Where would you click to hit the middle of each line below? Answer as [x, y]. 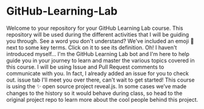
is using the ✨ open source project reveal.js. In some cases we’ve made [97, 86]
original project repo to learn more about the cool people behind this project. [102, 99]
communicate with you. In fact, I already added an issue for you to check [97, 73]
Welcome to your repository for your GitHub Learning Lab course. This [95, 28]
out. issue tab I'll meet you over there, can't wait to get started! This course [100, 80]
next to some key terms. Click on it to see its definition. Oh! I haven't [92, 47]
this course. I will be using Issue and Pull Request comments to [85, 67]
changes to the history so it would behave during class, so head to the [94, 93]
